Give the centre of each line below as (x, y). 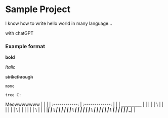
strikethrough (19, 77)
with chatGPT (19, 33)
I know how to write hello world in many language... (59, 23)
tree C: (13, 95)
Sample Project (38, 9)
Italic (10, 67)
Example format (25, 46)
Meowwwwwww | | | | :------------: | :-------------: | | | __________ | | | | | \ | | (84, 104)
